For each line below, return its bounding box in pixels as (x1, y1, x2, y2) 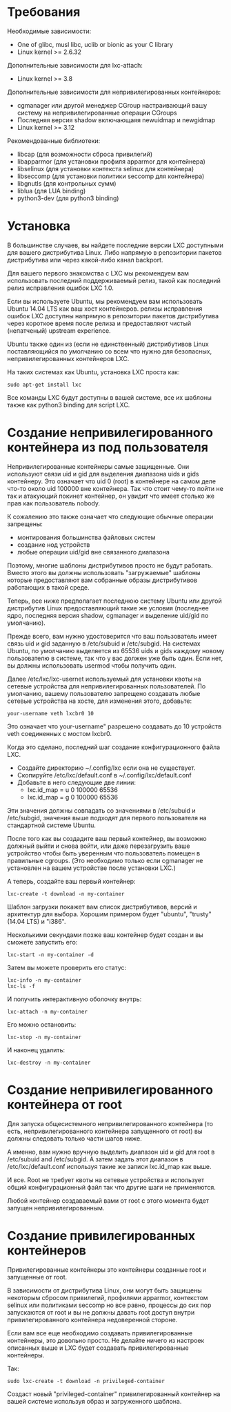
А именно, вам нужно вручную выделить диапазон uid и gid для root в (7, 1148, 215, 1156)
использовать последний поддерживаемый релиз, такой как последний (7, 276, 221, 284)
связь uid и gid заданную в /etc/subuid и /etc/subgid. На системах (7, 639, 201, 648)
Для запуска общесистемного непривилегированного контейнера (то (7, 1119, 214, 1128)
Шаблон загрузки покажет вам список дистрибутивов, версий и (7, 902, 198, 911)
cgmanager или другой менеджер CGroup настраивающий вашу (17, 101, 208, 109)
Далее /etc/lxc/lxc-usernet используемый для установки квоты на (7, 675, 201, 683)
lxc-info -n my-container (7, 976, 81, 984)
